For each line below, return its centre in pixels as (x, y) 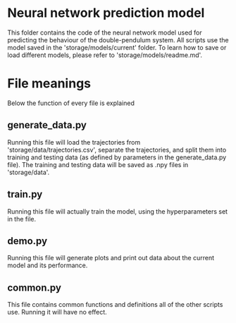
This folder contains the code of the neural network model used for (105, 32)
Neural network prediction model (106, 13)
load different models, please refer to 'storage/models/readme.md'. (105, 55)
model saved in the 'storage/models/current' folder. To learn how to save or (117, 47)
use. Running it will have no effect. (57, 312)
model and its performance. (48, 265)
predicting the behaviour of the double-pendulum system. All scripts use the (118, 39)
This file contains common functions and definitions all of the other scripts (115, 305)
